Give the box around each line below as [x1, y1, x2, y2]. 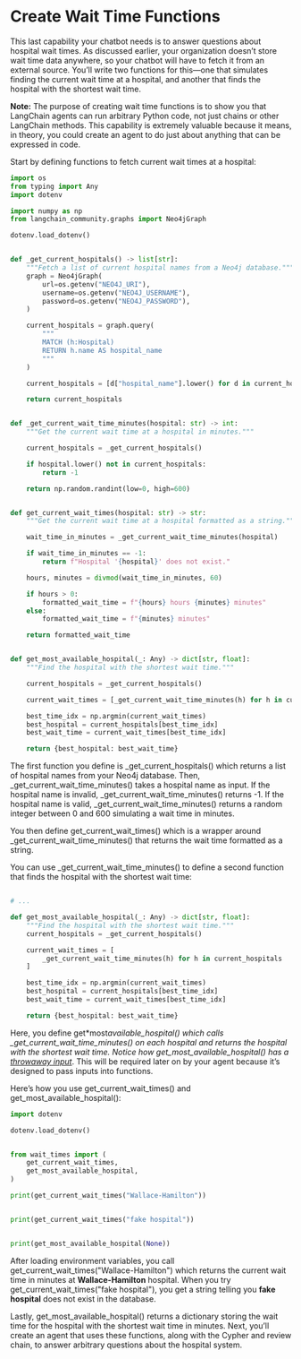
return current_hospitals [26, 395, 123, 404]
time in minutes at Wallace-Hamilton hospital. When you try [10, 1274, 231, 1285]
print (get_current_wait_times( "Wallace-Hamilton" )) [10, 1191, 206, 1200]
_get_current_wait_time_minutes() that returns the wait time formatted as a [10, 835, 284, 846]
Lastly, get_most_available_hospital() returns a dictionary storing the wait [10, 1311, 279, 1321]
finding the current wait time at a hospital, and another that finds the [10, 73, 262, 84]
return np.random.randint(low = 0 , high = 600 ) [26, 484, 191, 494]
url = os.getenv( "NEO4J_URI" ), [42, 280, 151, 288]
